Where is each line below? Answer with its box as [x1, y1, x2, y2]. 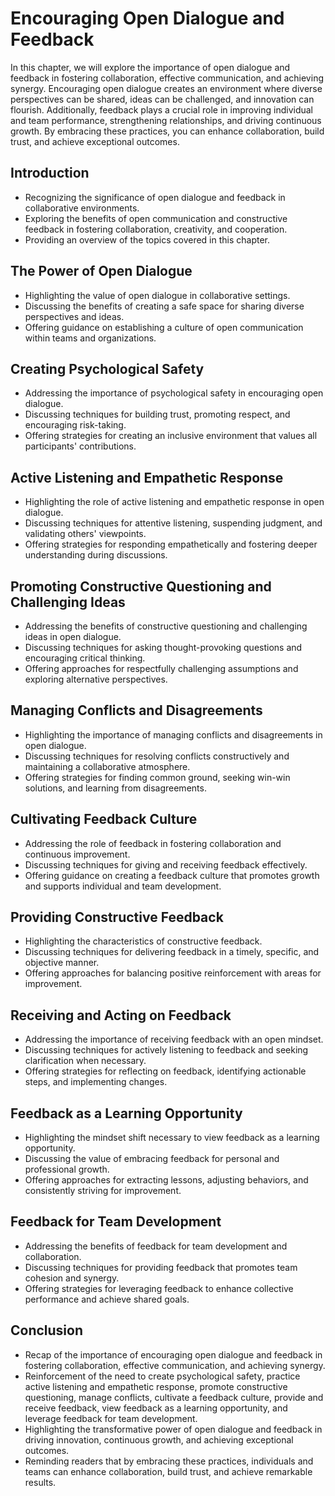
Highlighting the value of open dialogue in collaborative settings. [24, 289, 291, 301]
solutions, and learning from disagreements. [24, 782, 207, 794]
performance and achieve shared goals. [24, 1293, 190, 1305]
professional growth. [24, 1163, 110, 1176]
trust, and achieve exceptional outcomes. [10, 135, 180, 147]
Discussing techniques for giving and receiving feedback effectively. [24, 858, 308, 871]
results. [24, 1476, 57, 1488]
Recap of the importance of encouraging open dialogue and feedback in [24, 1348, 323, 1361]
